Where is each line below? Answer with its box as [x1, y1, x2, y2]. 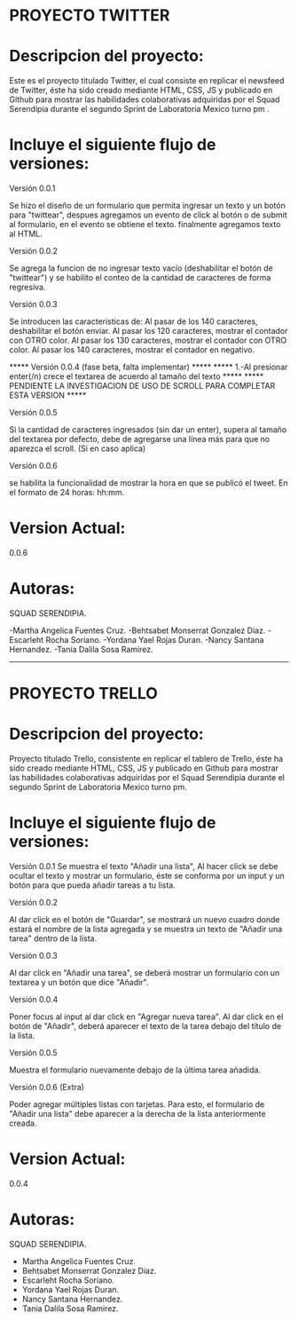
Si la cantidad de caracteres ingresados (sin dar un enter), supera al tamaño [9, 424, 287, 435]
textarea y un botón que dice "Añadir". [9, 977, 149, 987]
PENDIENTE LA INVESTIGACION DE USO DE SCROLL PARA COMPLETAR [9, 381, 276, 392]
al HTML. [9, 228, 43, 240]
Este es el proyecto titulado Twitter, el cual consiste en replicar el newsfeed [9, 75, 285, 86]
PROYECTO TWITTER [9, 5, 170, 26]
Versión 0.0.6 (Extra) [9, 1082, 84, 1092]
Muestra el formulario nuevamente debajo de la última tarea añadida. [9, 1064, 262, 1075]
